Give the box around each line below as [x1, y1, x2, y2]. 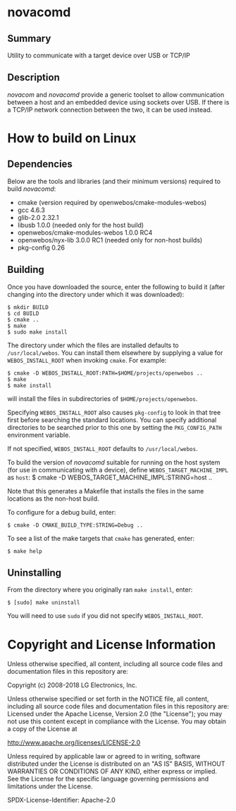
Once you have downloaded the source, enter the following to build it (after [7, 282, 225, 291]
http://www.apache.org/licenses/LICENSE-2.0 [7, 738, 141, 747]
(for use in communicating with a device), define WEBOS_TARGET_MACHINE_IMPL [7, 465, 229, 474]
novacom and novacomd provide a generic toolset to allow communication [7, 90, 225, 99]
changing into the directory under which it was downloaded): [7, 290, 185, 298]
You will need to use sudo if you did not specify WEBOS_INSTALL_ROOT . [7, 612, 204, 620]
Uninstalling [7, 567, 62, 579]
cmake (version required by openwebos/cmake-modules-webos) [17, 198, 207, 206]
